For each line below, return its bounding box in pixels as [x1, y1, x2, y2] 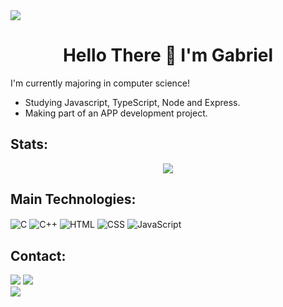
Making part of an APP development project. [24, 107, 208, 119]
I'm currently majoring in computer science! [10, 77, 191, 89]
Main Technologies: [10, 191, 137, 208]
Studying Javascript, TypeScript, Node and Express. [24, 96, 241, 108]
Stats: [10, 136, 49, 153]
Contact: [10, 247, 67, 264]
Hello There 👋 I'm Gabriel [62, 44, 274, 67]
